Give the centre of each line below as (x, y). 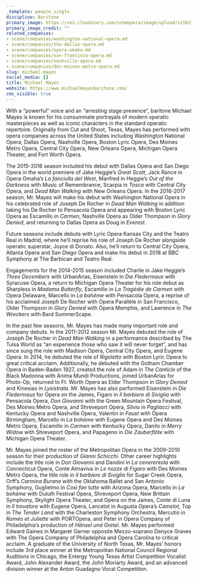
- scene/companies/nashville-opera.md (54, 61)
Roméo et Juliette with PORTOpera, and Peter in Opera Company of (88, 518)
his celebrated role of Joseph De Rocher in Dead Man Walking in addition (95, 203)
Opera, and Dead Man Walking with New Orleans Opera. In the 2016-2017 (96, 191)
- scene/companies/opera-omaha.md (49, 50)
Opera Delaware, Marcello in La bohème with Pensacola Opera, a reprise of (98, 295)
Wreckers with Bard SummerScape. (49, 314)
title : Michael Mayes (33, 83)
